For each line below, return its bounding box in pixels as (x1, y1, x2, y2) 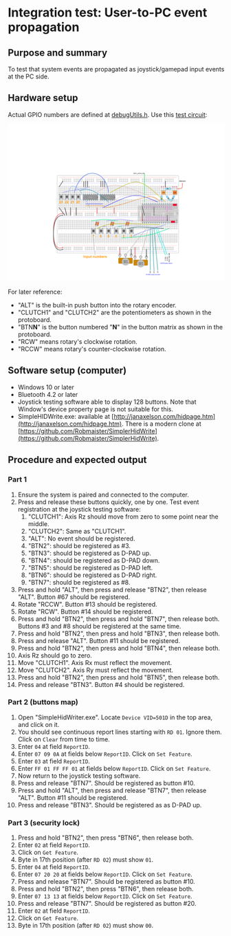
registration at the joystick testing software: (17, 505, 141, 513)
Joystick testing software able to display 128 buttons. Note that (17, 398, 197, 406)
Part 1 (8, 475, 27, 484)
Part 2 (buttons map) (8, 697, 78, 707)
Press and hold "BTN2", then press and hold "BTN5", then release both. (17, 673, 220, 682)
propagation (8, 19, 80, 35)
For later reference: (8, 287, 63, 296)
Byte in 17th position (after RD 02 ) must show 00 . (17, 922, 154, 930)
